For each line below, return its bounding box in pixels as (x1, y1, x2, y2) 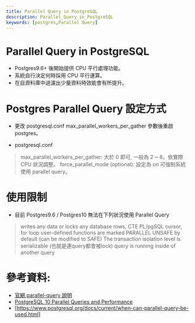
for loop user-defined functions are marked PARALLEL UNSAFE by (20, 229, 181, 236)
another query (20, 249, 55, 256)
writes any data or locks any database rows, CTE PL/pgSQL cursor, (20, 223, 182, 230)
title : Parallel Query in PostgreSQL (6, 8, 98, 15)
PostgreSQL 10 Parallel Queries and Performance (14, 298, 133, 305)
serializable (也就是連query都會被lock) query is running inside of (20, 242, 176, 249)
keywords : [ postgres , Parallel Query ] (6, 19, 98, 25)
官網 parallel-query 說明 (14, 292, 72, 299)
